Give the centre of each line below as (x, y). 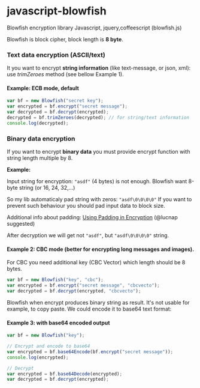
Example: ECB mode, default (43, 88)
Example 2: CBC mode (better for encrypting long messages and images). (101, 249)
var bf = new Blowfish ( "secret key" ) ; (55, 101)
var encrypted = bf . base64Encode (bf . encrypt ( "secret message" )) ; (90, 352)
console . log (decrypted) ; (38, 123)
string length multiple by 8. (40, 158)
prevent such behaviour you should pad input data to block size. (86, 206)
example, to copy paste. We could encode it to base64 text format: (89, 309)
